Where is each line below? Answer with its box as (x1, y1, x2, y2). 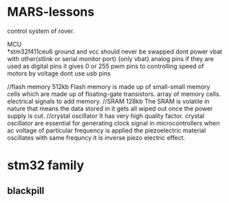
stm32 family (7, 158, 85, 174)
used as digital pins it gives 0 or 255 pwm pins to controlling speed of (7, 62, 204, 70)
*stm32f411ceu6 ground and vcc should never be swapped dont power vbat (7, 47, 222, 56)
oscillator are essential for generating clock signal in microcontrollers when (7, 119, 220, 127)
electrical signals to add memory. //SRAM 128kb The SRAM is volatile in (7, 97, 210, 105)
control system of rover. (7, 27, 75, 35)
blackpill (7, 184, 45, 196)
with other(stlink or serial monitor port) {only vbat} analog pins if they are (7, 54, 215, 62)
